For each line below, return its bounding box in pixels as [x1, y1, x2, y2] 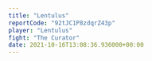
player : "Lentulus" [8, 26, 73, 34]
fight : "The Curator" [8, 33, 80, 42]
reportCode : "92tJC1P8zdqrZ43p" [8, 19, 115, 27]
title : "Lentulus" [8, 11, 69, 20]
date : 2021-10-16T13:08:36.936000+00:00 [8, 41, 145, 49]
